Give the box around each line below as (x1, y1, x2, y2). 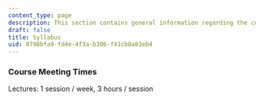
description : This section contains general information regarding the (8, 19, 247, 27)
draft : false (8, 26, 51, 34)
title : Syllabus (8, 33, 61, 41)
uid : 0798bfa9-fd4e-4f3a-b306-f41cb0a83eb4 (8, 41, 153, 49)
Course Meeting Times (8, 67, 97, 78)
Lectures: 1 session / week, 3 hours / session (8, 84, 154, 94)
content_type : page (8, 11, 72, 20)
